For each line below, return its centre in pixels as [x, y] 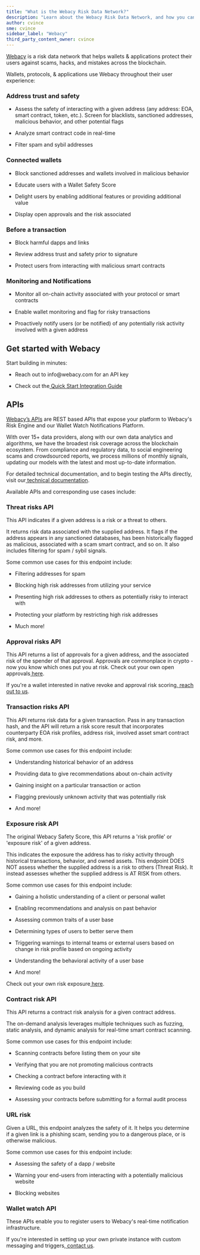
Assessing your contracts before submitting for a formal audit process [101, 1099]
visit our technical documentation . [48, 480]
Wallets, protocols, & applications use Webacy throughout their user [89, 74]
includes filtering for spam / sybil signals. [57, 551]
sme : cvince [21, 28]
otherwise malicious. [32, 1140]
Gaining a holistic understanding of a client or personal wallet [90, 897]
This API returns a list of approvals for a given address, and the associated [98, 655]
